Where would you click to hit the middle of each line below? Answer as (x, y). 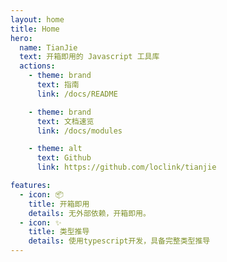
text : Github (64, 158)
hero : (21, 38)
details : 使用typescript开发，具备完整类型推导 (119, 241)
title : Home (35, 29)
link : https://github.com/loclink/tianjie (126, 167)
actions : (37, 66)
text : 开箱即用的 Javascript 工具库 (89, 57)
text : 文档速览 (65, 121)
